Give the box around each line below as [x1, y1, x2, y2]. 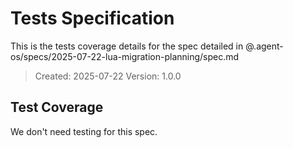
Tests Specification [10, 7, 175, 30]
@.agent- [245, 40, 284, 52]
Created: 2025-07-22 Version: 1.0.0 [34, 70, 182, 82]
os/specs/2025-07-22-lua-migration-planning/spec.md [10, 50, 240, 62]
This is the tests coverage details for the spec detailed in [10, 40, 244, 52]
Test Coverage [10, 99, 104, 116]
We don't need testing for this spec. [10, 125, 158, 137]
